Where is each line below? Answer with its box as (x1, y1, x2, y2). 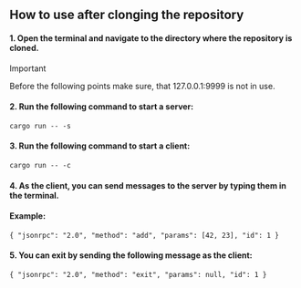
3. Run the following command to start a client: (9, 140, 191, 151)
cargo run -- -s (9, 121, 71, 130)
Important (9, 63, 47, 74)
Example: (9, 211, 47, 221)
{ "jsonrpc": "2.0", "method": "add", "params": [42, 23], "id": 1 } (9, 231, 280, 240)
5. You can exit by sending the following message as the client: (9, 250, 253, 261)
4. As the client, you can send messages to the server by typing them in (9, 180, 287, 190)
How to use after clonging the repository (9, 7, 244, 23)
